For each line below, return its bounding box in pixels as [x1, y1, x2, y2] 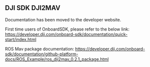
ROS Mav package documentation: [5, 46, 74, 51]
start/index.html [5, 36, 37, 42]
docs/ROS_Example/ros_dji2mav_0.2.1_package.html [5, 56, 109, 62]
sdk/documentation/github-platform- [5, 51, 79, 57]
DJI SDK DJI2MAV [5, 4, 61, 12]
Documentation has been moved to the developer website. [5, 17, 122, 22]
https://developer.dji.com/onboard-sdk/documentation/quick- [5, 31, 128, 37]
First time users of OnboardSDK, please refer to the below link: [5, 26, 130, 32]
